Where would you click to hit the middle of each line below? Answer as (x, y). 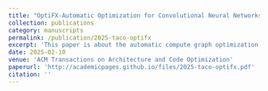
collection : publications (51, 23)
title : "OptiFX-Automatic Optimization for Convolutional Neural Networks (135, 15)
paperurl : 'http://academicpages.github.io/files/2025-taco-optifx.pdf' (132, 67)
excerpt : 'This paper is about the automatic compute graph (110, 45)
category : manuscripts (46, 30)
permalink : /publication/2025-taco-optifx (80, 38)
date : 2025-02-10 (37, 52)
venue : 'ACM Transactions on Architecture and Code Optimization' (121, 60)
